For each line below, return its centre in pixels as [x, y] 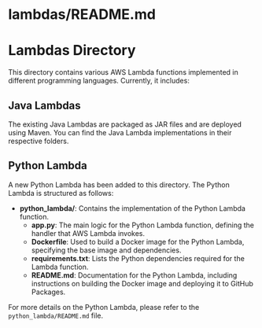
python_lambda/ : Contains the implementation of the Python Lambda [133, 208]
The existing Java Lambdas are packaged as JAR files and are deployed [125, 124]
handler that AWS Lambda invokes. [88, 233]
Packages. [48, 292]
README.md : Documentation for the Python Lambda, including [134, 275]
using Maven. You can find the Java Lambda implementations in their [120, 132]
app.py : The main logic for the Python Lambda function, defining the [142, 225]
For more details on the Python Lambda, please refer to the [104, 307]
